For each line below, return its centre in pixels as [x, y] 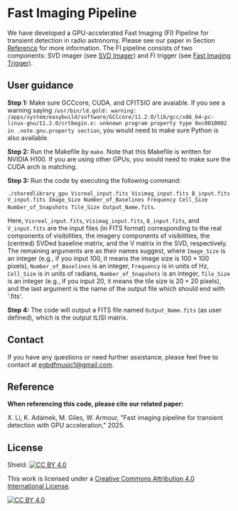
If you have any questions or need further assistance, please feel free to [113, 357]
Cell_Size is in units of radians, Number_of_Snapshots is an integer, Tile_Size [119, 273]
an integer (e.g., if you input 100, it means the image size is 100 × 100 [108, 258]
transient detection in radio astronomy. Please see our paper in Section [111, 40]
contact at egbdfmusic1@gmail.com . [61, 364]
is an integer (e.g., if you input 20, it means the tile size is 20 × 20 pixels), [114, 281]
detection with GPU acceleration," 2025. [66, 426]
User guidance [40, 86]
